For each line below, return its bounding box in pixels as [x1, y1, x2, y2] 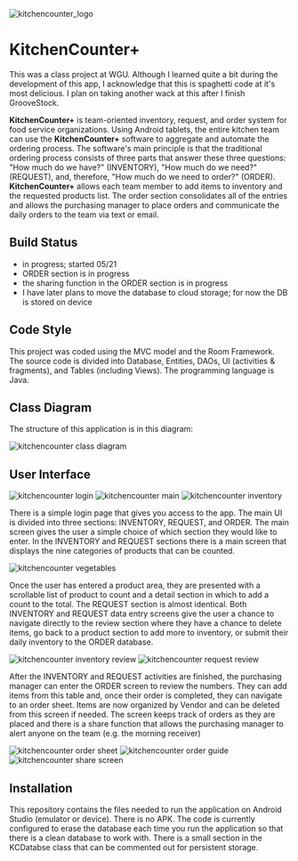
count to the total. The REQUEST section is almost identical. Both [9, 599, 247, 610]
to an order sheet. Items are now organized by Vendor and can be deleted [9, 700, 280, 711]
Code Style [9, 322, 72, 337]
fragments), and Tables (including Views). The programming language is [9, 365, 275, 376]
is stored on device [21, 296, 93, 307]
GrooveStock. [9, 97, 60, 108]
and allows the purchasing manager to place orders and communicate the [9, 199, 280, 210]
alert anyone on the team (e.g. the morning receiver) [9, 728, 202, 739]
